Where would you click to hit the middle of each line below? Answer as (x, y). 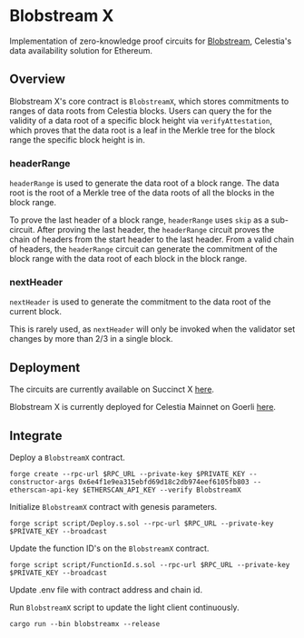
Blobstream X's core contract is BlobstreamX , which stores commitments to (149, 101)
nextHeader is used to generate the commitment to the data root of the (140, 302)
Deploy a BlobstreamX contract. (67, 457)
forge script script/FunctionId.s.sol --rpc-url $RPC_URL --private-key (150, 564)
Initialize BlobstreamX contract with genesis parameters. (113, 506)
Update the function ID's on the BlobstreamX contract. (109, 548)
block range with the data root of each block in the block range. (128, 259)
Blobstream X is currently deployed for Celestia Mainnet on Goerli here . (143, 407)
